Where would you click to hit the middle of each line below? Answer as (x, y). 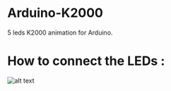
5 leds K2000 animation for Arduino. (60, 32)
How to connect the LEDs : (86, 61)
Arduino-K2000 (55, 13)
